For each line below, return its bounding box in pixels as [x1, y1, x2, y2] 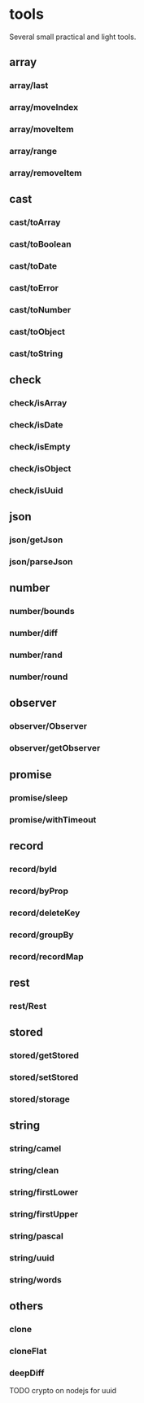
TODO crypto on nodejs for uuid [9, 1386, 117, 1396]
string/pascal [9, 1230, 64, 1242]
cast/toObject [9, 326, 66, 337]
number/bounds [9, 606, 76, 617]
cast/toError [9, 283, 59, 294]
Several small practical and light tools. [9, 32, 137, 42]
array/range [9, 146, 58, 157]
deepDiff [9, 1367, 45, 1379]
